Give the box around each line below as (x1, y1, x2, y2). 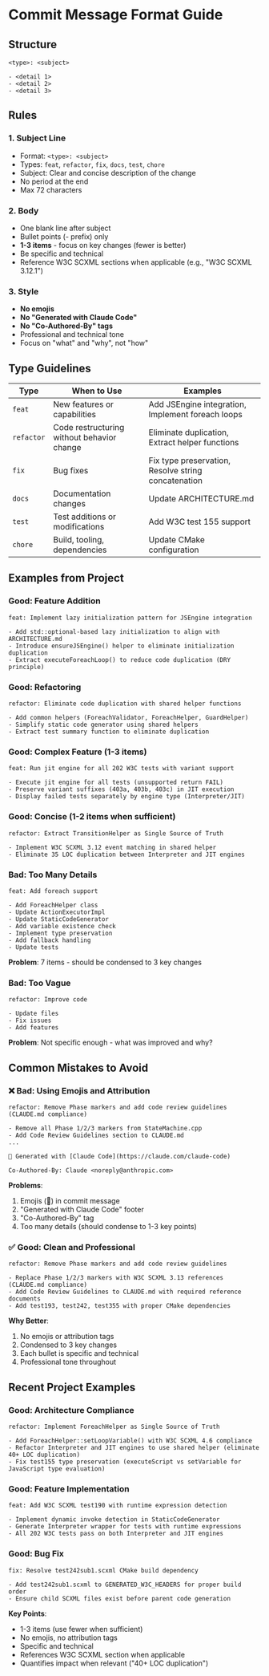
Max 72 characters (19, 185, 82, 194)
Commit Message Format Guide (8, 6, 223, 24)
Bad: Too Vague (8, 977, 71, 988)
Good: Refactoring (8, 681, 82, 692)
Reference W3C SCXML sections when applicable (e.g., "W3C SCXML (19, 257, 252, 266)
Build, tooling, (53, 534, 105, 546)
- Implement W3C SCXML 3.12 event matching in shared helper (8, 843, 217, 851)
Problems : (8, 1180, 43, 1190)
